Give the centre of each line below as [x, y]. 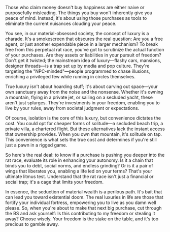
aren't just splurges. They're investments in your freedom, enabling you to [82, 103]
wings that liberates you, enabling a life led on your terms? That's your [79, 171]
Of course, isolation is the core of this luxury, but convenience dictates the [83, 118]
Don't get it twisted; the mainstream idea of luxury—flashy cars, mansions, [83, 60]
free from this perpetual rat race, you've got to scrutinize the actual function [85, 50]
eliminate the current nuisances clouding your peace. [61, 23]
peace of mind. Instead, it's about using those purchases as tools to [76, 18]
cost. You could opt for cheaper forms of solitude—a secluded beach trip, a [84, 123]
